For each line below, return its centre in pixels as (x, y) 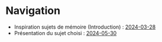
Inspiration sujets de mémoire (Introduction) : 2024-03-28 (85, 27)
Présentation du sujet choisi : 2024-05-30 (65, 33)
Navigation (33, 11)
